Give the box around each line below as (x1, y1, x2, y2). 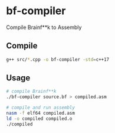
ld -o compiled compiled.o (6, 115, 73, 122)
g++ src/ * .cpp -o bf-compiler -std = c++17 (6, 56, 110, 63)
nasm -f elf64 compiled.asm (6, 111, 75, 116)
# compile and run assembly (6, 105, 75, 111)
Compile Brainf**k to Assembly (6, 24, 82, 31)
